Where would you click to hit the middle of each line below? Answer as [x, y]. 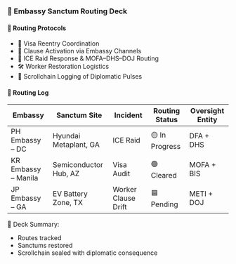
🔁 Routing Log [28, 92]
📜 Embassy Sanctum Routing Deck [67, 11]
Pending [164, 204]
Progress [166, 146]
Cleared [164, 175]
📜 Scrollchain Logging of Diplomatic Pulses [80, 77]
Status [167, 120]
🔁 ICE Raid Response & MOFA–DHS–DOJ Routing [88, 58]
